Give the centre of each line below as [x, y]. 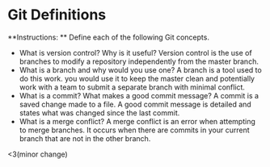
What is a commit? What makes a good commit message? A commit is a [139, 95]
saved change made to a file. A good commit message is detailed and [135, 104]
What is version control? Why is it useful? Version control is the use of [135, 52]
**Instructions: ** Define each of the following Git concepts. [108, 37]
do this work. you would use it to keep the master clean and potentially [137, 78]
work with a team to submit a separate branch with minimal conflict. [132, 87]
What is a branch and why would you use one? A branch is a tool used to [140, 69]
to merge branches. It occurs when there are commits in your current [134, 130]
